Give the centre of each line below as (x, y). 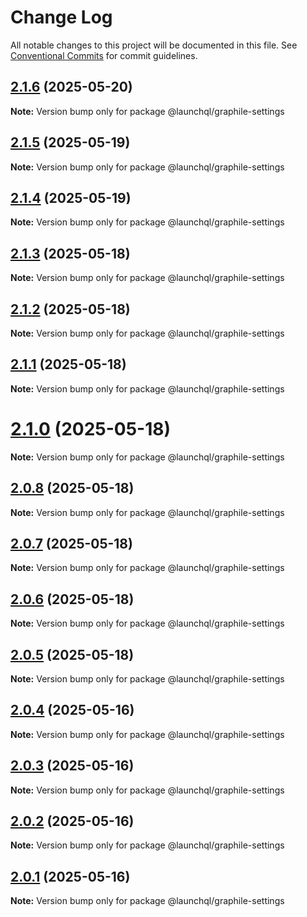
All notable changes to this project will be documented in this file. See (154, 45)
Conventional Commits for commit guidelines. (104, 55)
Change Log (61, 17)
